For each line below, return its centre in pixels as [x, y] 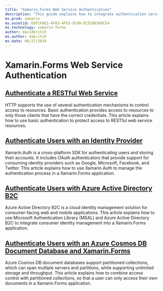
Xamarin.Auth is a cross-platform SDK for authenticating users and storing [79, 152]
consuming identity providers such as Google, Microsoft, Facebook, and [77, 162]
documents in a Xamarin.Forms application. [48, 283]
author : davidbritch [26, 32]
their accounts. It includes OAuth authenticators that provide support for [77, 158]
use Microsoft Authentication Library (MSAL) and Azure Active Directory [77, 218]
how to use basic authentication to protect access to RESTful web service [79, 120]
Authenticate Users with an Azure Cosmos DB [76, 243]
